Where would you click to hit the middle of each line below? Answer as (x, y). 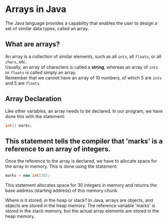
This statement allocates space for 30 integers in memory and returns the (81, 185)
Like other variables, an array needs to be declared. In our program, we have (84, 111)
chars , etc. (16, 62)
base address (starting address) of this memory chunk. (62, 191)
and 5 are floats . (23, 83)
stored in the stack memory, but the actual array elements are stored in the (82, 211)
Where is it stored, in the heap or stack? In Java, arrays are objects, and (79, 200)
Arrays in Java (36, 9)
